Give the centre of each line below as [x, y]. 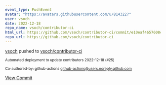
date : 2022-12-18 [23, 23]
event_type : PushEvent [28, 10]
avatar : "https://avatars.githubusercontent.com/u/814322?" [68, 14]
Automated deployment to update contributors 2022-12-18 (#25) [60, 60]
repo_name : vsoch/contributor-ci [40, 28]
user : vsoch [17, 19]
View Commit [19, 78]
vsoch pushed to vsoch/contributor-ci [44, 51]
